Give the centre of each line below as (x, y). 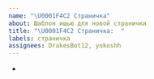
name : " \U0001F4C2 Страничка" (60, 16)
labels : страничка (39, 38)
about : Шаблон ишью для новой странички (78, 23)
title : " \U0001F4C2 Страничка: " (67, 31)
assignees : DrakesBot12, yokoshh (65, 46)
